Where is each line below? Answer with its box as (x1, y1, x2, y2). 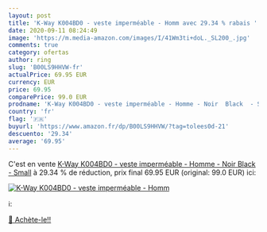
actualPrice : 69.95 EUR (8, 71, 87, 79)
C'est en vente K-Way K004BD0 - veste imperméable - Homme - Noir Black (8, 159, 256, 168)
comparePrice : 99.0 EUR (8, 93, 87, 101)
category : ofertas (8, 48, 69, 56)
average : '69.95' (8, 137, 66, 145)
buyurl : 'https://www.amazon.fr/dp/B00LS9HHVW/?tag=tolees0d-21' (8, 122, 229, 130)
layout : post (8, 11, 52, 20)
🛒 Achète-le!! (8, 215, 52, 224)
